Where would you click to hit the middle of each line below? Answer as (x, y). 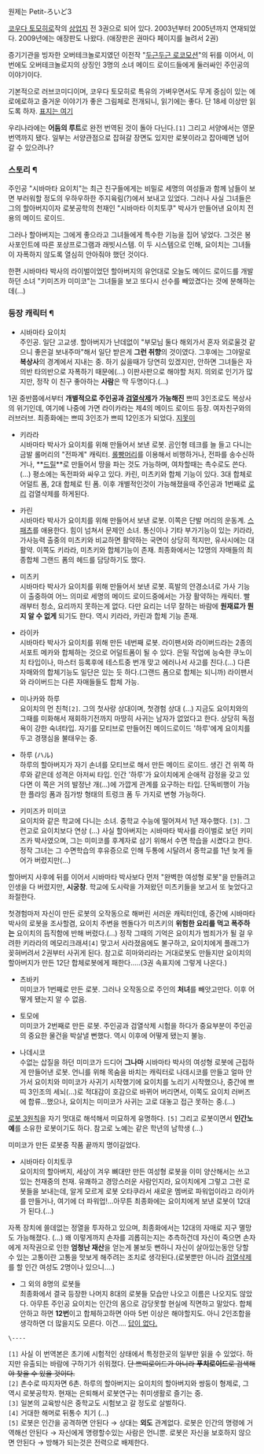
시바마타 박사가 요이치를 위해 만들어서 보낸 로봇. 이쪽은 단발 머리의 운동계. (132, 520)
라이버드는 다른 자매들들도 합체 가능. (84, 682)
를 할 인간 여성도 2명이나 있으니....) (62, 1266)
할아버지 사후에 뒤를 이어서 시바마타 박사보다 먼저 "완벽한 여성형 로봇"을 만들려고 (132, 876)
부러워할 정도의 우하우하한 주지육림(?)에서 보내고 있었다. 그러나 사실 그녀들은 (134, 199)
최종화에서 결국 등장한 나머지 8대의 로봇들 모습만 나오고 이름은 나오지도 (128, 1293)
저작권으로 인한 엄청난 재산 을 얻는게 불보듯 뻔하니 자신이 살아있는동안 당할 (136, 1247)
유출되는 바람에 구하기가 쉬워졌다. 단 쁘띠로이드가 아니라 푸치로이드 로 (128, 1363)
